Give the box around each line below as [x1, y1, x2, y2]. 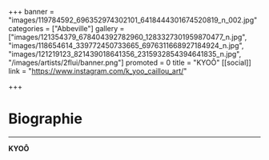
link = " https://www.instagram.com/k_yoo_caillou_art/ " [8, 66, 187, 75]
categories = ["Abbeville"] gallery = [8, 24, 125, 33]
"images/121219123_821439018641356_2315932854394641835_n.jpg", [8, 50, 242, 58]
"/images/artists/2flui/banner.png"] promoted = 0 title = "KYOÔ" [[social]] [8, 58, 252, 67]
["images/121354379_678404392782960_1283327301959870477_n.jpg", [8, 32, 247, 42]
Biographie [8, 110, 82, 128]
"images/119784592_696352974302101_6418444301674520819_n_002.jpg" [8, 15, 258, 25]
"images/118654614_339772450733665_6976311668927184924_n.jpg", [8, 41, 244, 50]
